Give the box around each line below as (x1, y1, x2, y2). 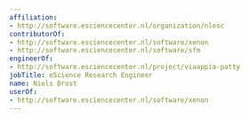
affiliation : (9, 12, 58, 22)
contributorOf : (9, 29, 66, 38)
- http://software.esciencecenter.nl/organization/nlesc (9, 21, 225, 30)
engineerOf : (9, 54, 53, 63)
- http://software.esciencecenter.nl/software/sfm (9, 46, 201, 55)
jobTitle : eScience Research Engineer (9, 71, 153, 80)
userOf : (9, 87, 38, 96)
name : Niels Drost (9, 79, 77, 88)
